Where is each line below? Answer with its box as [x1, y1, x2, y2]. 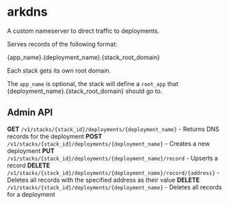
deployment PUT [7, 146, 55, 154]
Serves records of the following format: [7, 40, 118, 48]
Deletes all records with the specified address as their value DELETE [7, 176, 200, 184]
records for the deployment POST [7, 132, 103, 140]
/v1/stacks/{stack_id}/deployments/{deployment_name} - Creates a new [7, 139, 211, 148]
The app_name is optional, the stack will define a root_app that [7, 79, 179, 87]
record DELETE [7, 161, 51, 169]
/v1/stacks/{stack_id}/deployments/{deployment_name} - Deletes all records [7, 182, 222, 191]
